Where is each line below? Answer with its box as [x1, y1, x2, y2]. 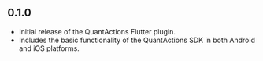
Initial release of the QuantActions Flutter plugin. [18, 27, 176, 36]
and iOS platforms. [18, 43, 80, 53]
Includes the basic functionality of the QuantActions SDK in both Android [18, 35, 255, 45]
